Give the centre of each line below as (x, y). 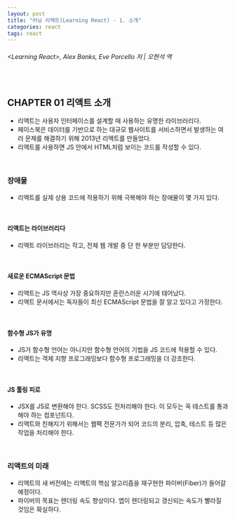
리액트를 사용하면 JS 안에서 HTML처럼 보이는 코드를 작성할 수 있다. (109, 147)
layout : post (26, 14)
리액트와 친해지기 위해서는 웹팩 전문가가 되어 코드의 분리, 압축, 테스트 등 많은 (122, 424)
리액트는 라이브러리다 (36, 228)
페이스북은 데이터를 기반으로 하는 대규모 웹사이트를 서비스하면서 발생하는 (117, 130)
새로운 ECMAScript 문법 (41, 276)
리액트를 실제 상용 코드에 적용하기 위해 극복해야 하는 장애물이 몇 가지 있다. (118, 197)
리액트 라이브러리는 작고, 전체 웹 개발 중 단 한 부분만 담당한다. (101, 245)
